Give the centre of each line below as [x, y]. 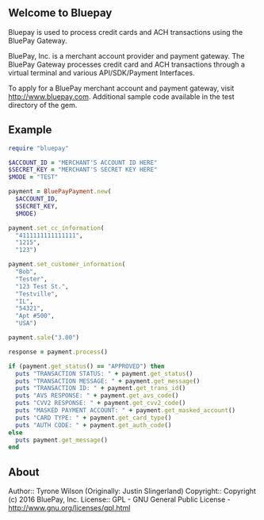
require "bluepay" [38, 148]
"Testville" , [37, 294]
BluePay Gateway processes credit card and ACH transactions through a [127, 64]
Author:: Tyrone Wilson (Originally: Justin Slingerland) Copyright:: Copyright [132, 491]
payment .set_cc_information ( [56, 228]
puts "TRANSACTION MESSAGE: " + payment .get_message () [108, 381]
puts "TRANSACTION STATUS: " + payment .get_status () [104, 373]
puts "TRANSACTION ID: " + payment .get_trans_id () [101, 388]
